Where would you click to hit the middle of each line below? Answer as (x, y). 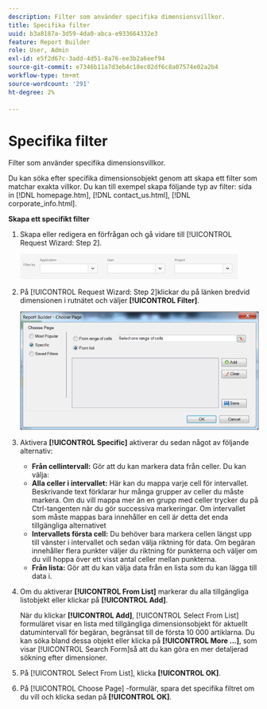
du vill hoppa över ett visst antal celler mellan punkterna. (124, 559)
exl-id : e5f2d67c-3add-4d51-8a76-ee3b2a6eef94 (87, 59)
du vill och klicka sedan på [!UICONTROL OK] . (96, 696)
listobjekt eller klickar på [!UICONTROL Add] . (94, 599)
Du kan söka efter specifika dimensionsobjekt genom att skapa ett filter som (133, 178)
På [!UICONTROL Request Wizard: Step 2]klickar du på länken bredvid (135, 292)
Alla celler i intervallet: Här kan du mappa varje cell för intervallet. (140, 483)
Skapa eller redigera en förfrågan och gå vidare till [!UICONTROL (126, 234)
